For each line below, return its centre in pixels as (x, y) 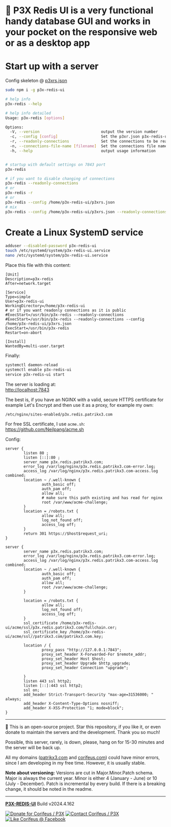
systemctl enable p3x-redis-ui (38, 370)
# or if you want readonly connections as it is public (66, 311)
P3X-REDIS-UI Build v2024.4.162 (40, 803)
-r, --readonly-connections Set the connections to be (84, 142)
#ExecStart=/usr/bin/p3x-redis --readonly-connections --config (75, 319)
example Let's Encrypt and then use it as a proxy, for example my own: (79, 405)
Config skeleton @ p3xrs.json (36, 81)
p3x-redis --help (24, 104)
